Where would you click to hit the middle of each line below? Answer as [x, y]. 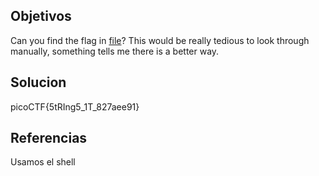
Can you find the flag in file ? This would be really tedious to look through [160, 40]
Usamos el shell [43, 162]
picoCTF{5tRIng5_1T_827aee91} [75, 106]
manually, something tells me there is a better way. [115, 51]
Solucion [38, 82]
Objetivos [41, 16]
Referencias [49, 138]
